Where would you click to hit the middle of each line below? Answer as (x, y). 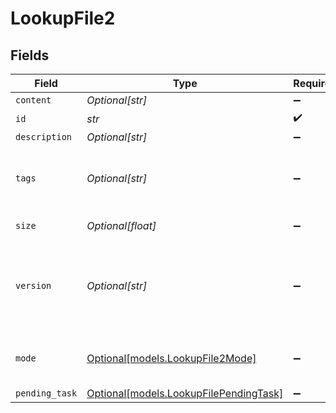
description (44, 137)
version (33, 285)
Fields (30, 55)
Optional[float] (121, 225)
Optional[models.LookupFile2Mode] (171, 358)
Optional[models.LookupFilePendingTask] (185, 393)
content (33, 100)
